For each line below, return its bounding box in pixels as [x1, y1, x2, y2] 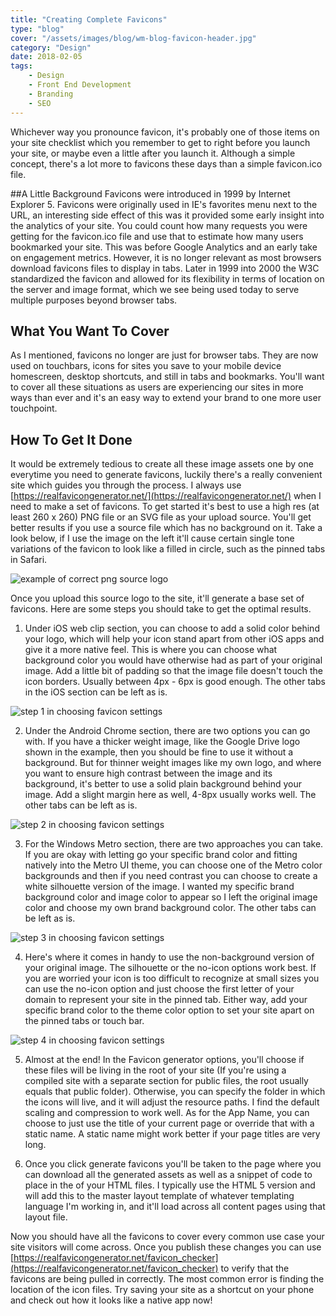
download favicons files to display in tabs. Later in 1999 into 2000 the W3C [10, 262, 320, 274]
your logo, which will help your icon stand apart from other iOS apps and [24, 633, 325, 645]
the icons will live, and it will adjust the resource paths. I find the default [24, 1096, 320, 1108]
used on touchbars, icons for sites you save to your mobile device [10, 360, 282, 372]
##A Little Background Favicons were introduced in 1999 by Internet [10, 187, 291, 200]
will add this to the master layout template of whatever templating [24, 1190, 295, 1202]
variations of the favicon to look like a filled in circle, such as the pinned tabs [10, 543, 326, 555]
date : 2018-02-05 [10, 52, 83, 62]
